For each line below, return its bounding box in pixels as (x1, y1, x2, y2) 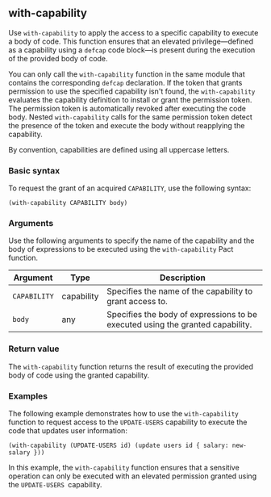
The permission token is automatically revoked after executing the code (8, 103, 246, 113)
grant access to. (106, 296, 168, 307)
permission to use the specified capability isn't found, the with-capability (8, 86, 256, 96)
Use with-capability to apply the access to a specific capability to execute (8, 27, 259, 37)
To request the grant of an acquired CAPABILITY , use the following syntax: (8, 183, 252, 193)
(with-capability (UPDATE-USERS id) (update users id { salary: (8, 441, 229, 449)
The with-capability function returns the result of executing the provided (8, 361, 254, 371)
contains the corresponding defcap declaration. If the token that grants (8, 77, 243, 87)
